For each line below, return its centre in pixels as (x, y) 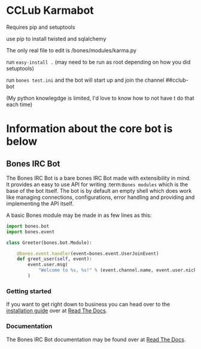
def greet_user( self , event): (55, 259)
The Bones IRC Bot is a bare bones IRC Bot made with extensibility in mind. (99, 178)
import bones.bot (28, 226)
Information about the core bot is (89, 129)
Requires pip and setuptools (41, 27)
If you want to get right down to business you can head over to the (88, 305)
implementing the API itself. (40, 203)
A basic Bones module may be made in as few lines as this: (79, 215)
